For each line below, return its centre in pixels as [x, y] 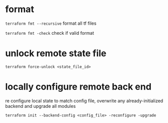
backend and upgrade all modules [40, 106]
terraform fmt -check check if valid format [50, 33]
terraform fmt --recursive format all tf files [51, 23]
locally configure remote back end [78, 87]
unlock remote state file [56, 53]
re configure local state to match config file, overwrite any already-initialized [84, 101]
